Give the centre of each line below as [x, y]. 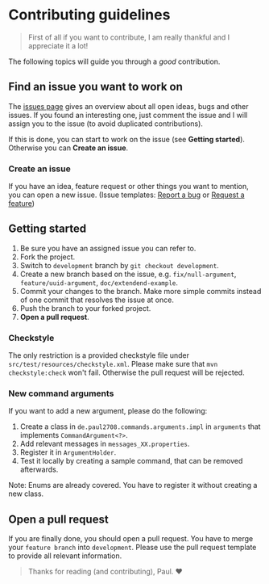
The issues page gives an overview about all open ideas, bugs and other [128, 106]
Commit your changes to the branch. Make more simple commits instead [141, 291]
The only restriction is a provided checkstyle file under [99, 355]
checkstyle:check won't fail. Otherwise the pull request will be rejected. [126, 372]
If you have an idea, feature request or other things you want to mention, [129, 187]
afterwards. [39, 469]
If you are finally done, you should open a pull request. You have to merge [131, 539]
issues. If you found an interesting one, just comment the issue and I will [128, 115]
